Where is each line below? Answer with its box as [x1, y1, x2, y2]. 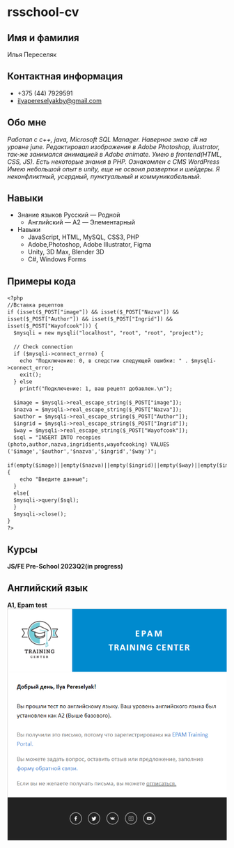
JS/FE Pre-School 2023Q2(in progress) [7, 562, 123, 571]
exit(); [19, 371, 42, 378]
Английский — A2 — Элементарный [27, 218, 136, 226]
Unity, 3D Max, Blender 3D [27, 248, 104, 256]
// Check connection [13, 344, 73, 350]
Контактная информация [7, 70, 123, 82]
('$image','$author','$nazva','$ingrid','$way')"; [7, 448, 157, 455]
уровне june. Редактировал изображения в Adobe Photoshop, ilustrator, [7, 142, 220, 151]
